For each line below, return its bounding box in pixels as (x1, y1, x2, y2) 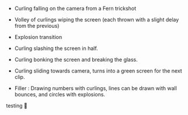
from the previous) (14, 23, 60, 29)
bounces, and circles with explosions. (14, 91, 106, 98)
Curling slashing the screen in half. (14, 45, 98, 52)
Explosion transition (14, 34, 62, 40)
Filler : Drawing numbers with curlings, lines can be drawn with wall (14, 85, 177, 92)
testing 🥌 (6, 102, 27, 109)
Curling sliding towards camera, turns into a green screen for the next (14, 67, 182, 74)
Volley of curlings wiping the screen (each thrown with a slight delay (14, 16, 179, 23)
